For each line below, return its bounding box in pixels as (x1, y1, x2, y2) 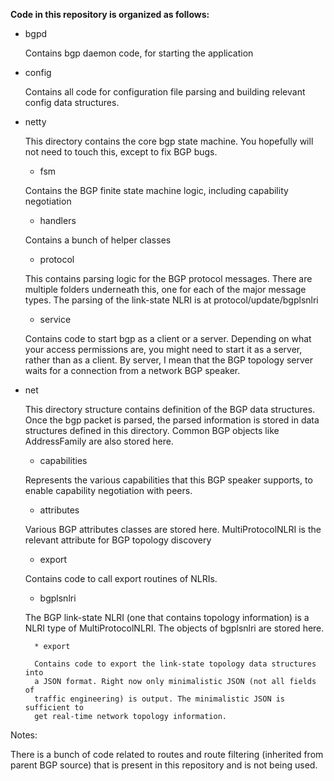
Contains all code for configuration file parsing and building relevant (24, 86, 306, 98)
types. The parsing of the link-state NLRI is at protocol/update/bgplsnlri (24, 294, 319, 306)
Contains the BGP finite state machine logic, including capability (24, 185, 289, 196)
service (39, 314, 72, 325)
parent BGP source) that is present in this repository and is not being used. (10, 759, 318, 771)
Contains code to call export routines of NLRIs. (24, 573, 218, 584)
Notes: (10, 729, 38, 741)
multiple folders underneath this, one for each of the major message (24, 284, 307, 295)
